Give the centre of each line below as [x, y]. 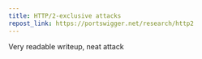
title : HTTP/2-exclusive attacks [65, 16]
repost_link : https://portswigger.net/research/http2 [101, 23]
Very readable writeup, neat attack [66, 46]
